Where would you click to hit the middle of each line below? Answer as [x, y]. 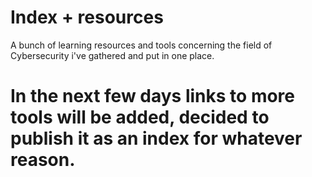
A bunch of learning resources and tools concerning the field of [141, 45]
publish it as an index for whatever [156, 138]
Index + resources [87, 17]
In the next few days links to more [152, 96]
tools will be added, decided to [140, 117]
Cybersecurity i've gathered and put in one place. [112, 55]
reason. [43, 160]
